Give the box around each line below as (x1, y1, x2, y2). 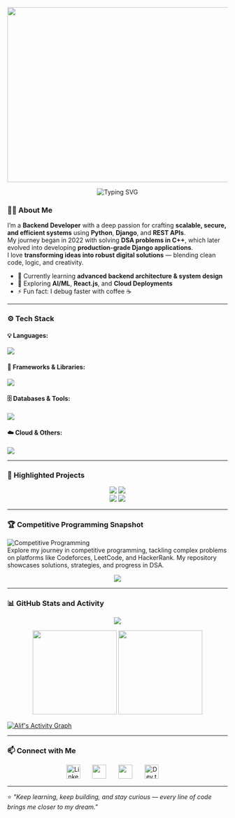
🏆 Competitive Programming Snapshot (7, 520, 143, 530)
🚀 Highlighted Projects (7, 470, 85, 480)
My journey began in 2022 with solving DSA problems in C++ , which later (7, 236, 220, 244)
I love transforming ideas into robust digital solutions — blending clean (7, 251, 216, 260)
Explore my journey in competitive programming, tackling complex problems (7, 546, 227, 554)
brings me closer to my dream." (7, 803, 98, 811)
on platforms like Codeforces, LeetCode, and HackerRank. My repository (7, 553, 217, 562)
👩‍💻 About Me (7, 205, 52, 215)
